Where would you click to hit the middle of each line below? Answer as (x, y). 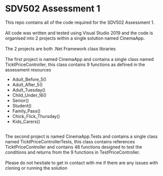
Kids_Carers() (26, 121)
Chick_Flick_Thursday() (36, 116)
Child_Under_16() (29, 95)
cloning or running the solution (36, 168)
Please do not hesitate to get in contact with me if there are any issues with (81, 163)
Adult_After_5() (27, 84)
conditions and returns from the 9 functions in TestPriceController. (73, 152)
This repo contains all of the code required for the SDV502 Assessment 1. (80, 22)
